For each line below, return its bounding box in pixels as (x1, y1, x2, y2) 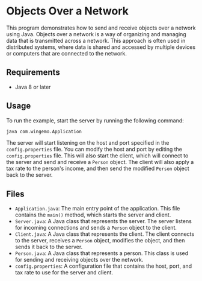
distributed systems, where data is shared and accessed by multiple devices (6, 43, 196, 51)
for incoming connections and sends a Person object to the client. (14, 224, 177, 232)
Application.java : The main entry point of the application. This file (14, 205, 180, 212)
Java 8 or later (14, 83, 51, 90)
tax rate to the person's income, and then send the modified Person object (6, 165, 189, 172)
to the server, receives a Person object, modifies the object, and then (14, 237, 185, 244)
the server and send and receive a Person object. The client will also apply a (6, 159, 194, 166)
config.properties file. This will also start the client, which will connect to (6, 152, 189, 159)
